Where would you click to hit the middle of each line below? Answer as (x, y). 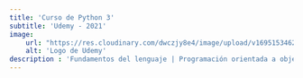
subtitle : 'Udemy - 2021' (58, 26)
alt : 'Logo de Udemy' (66, 51)
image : (22, 34)
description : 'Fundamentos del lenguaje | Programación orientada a (143, 59)
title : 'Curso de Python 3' (62, 17)
